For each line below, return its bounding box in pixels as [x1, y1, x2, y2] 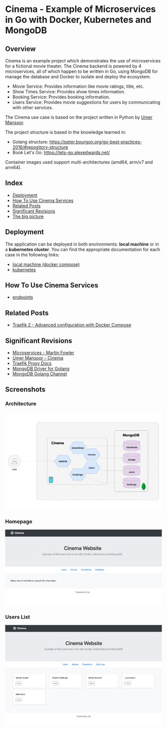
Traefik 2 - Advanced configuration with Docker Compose [12, 322, 132, 328]
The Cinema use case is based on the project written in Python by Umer [5, 114, 153, 120]
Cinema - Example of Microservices [5, 3, 156, 15]
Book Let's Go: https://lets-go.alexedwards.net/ [12, 150, 110, 155]
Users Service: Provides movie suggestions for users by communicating [12, 99, 161, 105]
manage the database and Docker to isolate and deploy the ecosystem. [5, 74, 151, 79]
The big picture [12, 213, 44, 219]
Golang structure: [12, 139, 49, 145]
